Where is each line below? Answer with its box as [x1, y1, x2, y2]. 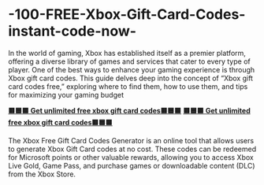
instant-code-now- [8, 22, 136, 40]
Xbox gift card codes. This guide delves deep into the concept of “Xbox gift [8, 73, 254, 83]
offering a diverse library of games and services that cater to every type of [8, 57, 251, 66]
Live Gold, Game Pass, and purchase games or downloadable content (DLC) [8, 161, 255, 170]
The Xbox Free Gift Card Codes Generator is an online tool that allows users [8, 135, 255, 145]
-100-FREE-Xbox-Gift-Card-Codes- [8, 6, 246, 24]
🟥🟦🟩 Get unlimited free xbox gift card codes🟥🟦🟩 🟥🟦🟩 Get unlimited [8, 105, 251, 115]
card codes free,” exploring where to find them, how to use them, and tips [8, 81, 248, 91]
